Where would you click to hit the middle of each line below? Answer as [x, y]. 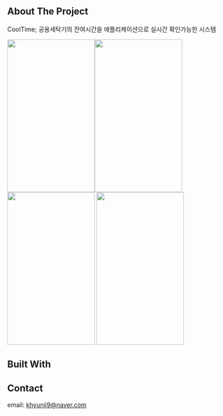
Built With [29, 365]
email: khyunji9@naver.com [47, 405]
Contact [25, 388]
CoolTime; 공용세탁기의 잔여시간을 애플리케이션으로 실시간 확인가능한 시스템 [112, 29]
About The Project [48, 12]
